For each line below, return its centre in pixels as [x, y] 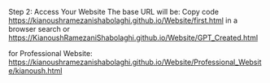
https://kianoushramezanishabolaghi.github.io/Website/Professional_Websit [135, 62]
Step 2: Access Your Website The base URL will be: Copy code [114, 12]
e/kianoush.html [35, 71]
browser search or [39, 29]
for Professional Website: [50, 53]
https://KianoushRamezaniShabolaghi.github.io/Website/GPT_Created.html [133, 37]
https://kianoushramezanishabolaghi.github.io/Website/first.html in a [123, 20]
